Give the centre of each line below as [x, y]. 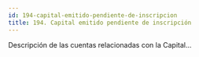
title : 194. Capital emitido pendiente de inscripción [100, 23]
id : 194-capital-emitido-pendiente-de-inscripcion [93, 15]
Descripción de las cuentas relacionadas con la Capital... [100, 45]
